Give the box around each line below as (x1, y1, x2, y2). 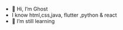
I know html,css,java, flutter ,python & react (11, 12, 117, 18)
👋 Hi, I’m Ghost (11, 6, 48, 12)
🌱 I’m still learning (11, 18, 55, 24)
